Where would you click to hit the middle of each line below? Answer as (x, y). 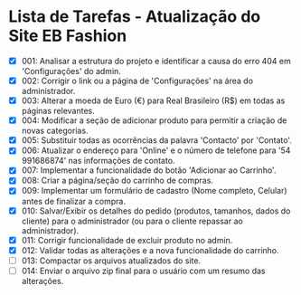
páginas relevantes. (58, 111)
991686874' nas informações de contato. (98, 161)
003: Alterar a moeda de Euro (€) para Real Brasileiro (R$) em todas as (153, 100)
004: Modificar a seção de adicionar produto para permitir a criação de (154, 120)
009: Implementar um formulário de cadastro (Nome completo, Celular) (154, 191)
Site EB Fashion (68, 36)
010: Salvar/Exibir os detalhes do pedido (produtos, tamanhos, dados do (156, 211)
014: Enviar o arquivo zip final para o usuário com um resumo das (143, 271)
